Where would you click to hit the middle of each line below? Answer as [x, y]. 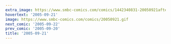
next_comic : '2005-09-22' [33, 24]
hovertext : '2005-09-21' [32, 15]
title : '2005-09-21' [27, 33]
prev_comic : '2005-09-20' [33, 29]
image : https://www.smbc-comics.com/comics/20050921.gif [67, 19]
